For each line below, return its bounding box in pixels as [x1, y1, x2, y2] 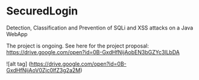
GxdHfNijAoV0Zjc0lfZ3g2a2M [6, 66, 81, 73]
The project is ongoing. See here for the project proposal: [6, 42, 149, 49]
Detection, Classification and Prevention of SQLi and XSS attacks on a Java [6, 24, 194, 31]
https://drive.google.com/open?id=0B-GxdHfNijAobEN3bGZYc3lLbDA [6, 48, 180, 55]
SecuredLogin [6, 4, 78, 18]
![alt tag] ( [6, 60, 31, 67]
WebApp [6, 30, 28, 37]
